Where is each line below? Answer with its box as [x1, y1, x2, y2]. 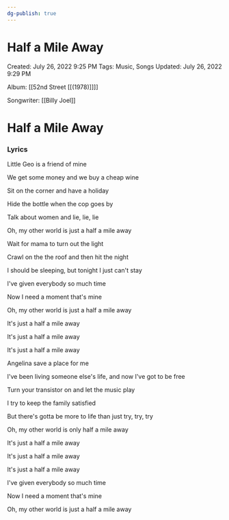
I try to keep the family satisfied [7, 399, 96, 408]
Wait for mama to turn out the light [7, 240, 104, 248]
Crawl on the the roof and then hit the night [7, 253, 129, 261]
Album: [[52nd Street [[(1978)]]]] [7, 83, 98, 91]
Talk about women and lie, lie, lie [7, 213, 99, 221]
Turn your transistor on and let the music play [7, 386, 135, 394]
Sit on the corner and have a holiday [7, 186, 109, 195]
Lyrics [7, 145, 28, 154]
